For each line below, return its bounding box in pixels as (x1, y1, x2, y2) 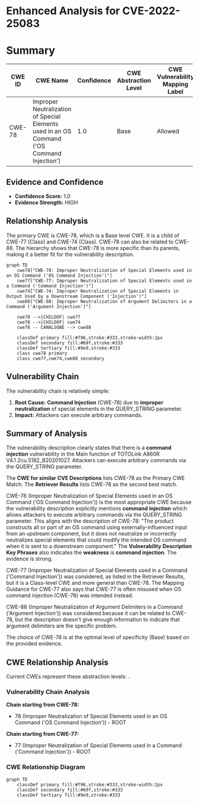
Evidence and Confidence (6, 177, 104, 187)
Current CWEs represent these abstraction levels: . (6, 673, 130, 680)
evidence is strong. (6, 555, 53, 562)
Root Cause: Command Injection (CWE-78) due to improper (14, 399, 164, 406)
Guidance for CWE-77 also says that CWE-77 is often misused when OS (6, 585, 182, 593)
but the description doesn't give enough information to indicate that (15, 616, 180, 623)
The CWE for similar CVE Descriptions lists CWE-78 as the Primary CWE (6, 475, 185, 482)
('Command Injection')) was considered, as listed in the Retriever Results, (6, 573, 185, 580)
